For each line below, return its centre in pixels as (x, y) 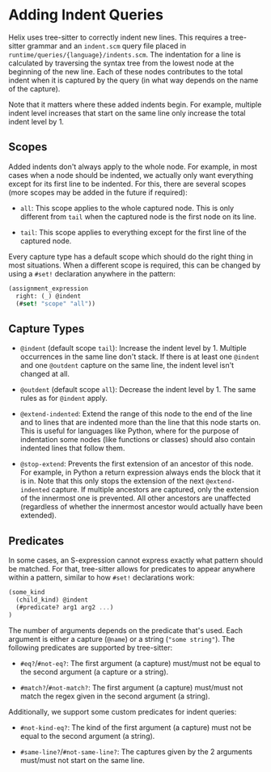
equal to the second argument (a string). (87, 736)
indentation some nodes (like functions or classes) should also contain (138, 440)
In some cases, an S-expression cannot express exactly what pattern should (136, 560)
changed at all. (45, 374)
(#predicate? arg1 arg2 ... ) (65, 607)
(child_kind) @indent (52, 600)
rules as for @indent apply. (64, 399)
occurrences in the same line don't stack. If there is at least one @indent (140, 356)
